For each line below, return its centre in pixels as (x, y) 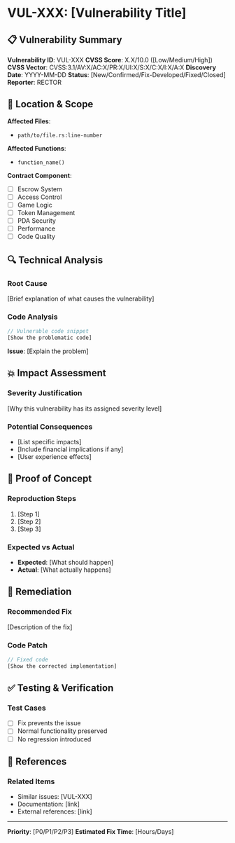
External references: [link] (55, 811)
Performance (36, 228)
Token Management (46, 213)
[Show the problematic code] (50, 338)
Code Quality (36, 237)
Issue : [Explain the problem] (48, 351)
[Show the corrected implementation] (62, 666)
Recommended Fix (40, 612)
